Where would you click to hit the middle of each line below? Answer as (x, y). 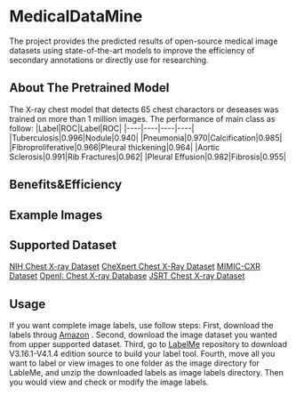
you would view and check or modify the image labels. (109, 382)
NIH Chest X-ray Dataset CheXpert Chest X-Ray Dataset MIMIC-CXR (135, 267)
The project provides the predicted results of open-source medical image (144, 41)
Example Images (56, 215)
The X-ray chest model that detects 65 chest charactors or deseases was (144, 109)
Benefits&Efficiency (66, 185)
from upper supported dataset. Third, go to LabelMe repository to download (148, 344)
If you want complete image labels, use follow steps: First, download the (141, 326)
